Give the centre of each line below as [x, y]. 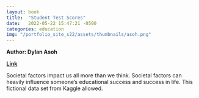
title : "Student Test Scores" [46, 18]
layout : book [23, 12]
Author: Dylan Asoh [32, 52]
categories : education [35, 29]
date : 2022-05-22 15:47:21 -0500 [52, 23]
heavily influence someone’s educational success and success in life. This [100, 82]
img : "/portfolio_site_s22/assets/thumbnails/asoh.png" [79, 35]
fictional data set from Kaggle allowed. [55, 88]
